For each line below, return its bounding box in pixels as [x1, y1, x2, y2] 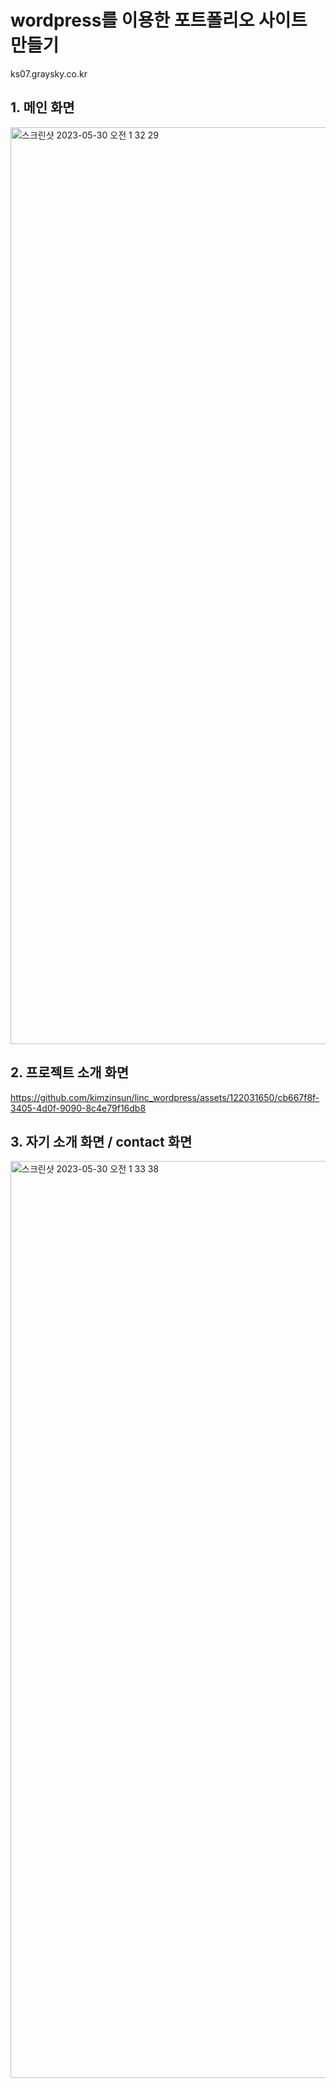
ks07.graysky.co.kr [10, 67, 88, 80]
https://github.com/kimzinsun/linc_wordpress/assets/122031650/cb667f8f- [10, 1091, 320, 1103]
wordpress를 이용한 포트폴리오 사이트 [10, 9, 308, 32]
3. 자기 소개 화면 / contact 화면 [10, 1133, 193, 1150]
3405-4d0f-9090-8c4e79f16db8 [10, 1102, 147, 1114]
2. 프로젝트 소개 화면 [10, 1064, 130, 1081]
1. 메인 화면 [10, 99, 75, 116]
